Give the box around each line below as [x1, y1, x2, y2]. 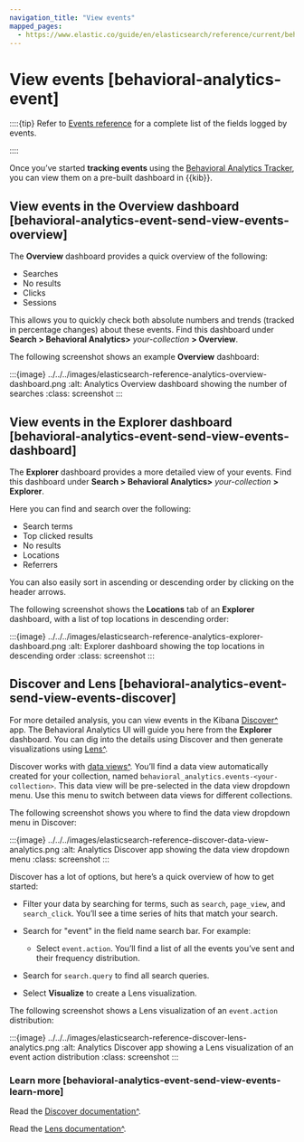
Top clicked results [22, 530, 93, 541]
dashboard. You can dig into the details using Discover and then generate [9, 733, 283, 744]
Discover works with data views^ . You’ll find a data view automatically [9, 760, 269, 771]
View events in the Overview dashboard [9, 198, 240, 213]
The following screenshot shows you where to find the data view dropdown [9, 807, 291, 818]
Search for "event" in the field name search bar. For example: [22, 925, 252, 936]
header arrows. [9, 586, 66, 597]
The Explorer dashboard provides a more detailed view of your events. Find [9, 467, 292, 477]
